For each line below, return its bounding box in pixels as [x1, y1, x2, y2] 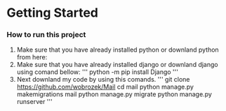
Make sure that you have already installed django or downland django [16, 61, 218, 69]
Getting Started [6, 5, 99, 21]
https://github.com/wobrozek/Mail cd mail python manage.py [16, 82, 194, 91]
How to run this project [6, 30, 86, 40]
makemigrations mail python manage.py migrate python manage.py [16, 90, 212, 98]
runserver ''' [16, 98, 53, 106]
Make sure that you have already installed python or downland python [16, 45, 219, 54]
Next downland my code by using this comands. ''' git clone [16, 75, 190, 84]
